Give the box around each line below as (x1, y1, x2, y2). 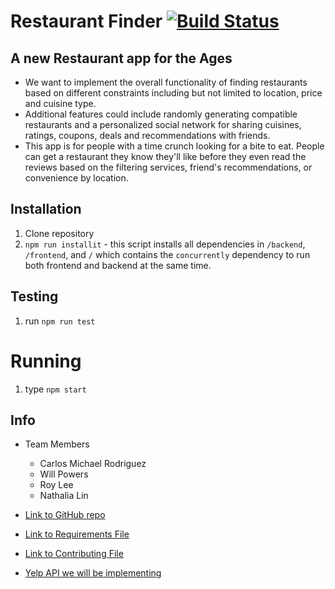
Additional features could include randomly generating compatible (24, 108, 298, 120)
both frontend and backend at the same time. (24, 259, 212, 271)
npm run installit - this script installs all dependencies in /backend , (24, 238, 306, 250)
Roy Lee (39, 479, 74, 491)
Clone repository (24, 227, 95, 239)
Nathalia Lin (39, 490, 89, 502)
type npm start (24, 383, 87, 395)
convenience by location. (24, 172, 129, 184)
